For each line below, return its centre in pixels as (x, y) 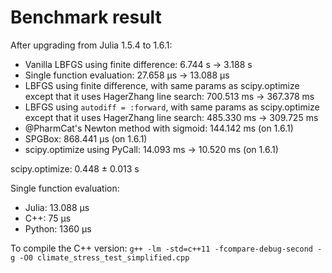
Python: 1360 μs (58, 228)
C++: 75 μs (48, 218)
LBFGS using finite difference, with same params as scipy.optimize (162, 85)
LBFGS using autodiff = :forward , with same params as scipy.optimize (172, 107)
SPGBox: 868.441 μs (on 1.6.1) (86, 138)
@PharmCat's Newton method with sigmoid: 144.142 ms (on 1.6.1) (159, 128)
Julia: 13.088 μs (57, 207)
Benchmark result (86, 17)
